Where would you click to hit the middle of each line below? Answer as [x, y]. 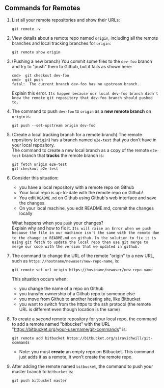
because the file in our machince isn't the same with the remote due [85, 233]
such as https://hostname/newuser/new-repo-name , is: [66, 261]
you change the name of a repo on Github [61, 288]
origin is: [21, 116]
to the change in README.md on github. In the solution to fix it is [84, 238]
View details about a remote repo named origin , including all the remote [85, 38]
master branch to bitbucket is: [42, 371]
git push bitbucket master [39, 380]
